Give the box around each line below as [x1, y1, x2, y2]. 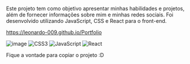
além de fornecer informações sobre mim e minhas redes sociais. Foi [6, 11, 174, 18]
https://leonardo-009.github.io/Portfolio [6, 29, 102, 36]
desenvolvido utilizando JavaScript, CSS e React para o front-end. [6, 18, 167, 24]
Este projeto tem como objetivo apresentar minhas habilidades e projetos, [6, 5, 185, 12]
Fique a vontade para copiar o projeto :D [6, 52, 104, 58]
